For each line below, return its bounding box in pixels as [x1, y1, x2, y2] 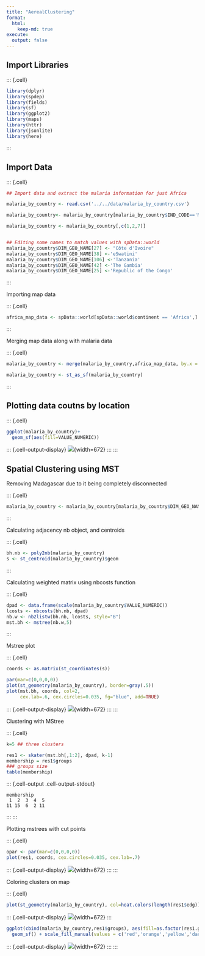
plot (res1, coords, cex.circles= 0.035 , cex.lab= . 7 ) [6, 855, 140, 861]
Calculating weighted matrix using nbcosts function [6, 578, 136, 586]
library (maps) [6, 117, 43, 123]
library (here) [6, 133, 43, 139]
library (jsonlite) [6, 128, 53, 134]
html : [12, 20, 26, 26]
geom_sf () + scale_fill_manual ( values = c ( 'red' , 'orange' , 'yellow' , [12, 931, 190, 937]
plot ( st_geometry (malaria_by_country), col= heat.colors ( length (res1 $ [6, 902, 187, 908]
